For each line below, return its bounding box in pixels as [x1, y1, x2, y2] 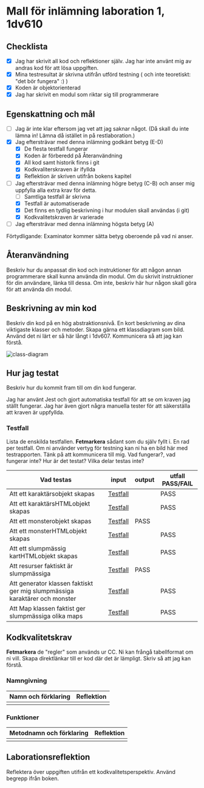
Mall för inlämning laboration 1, [6, 4, 165, 18]
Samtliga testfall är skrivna [24, 193, 91, 200]
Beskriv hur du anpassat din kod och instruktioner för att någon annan [6, 266, 182, 273]
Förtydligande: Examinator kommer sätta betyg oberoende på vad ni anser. [6, 232, 194, 239]
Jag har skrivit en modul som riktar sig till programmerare [15, 91, 159, 98]
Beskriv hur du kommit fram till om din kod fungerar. [6, 384, 137, 391]
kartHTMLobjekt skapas [9, 552, 78, 560]
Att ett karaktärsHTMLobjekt [9, 499, 90, 508]
